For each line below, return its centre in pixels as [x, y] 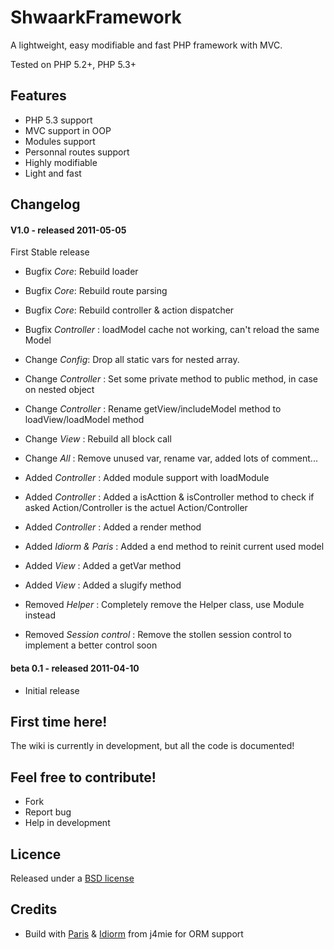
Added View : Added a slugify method [103, 585]
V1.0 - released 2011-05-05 [68, 230]
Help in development [67, 823]
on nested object [59, 390]
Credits [34, 909]
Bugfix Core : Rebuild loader [81, 272]
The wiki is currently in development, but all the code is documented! [152, 746]
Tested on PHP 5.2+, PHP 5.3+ [73, 64]
